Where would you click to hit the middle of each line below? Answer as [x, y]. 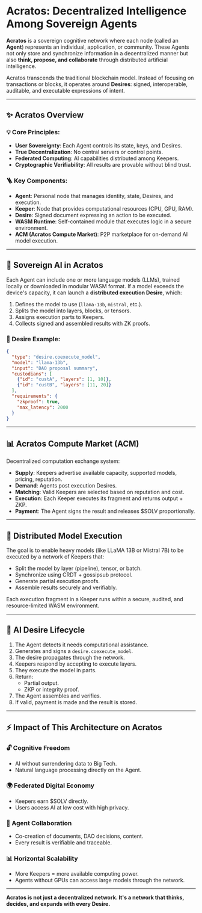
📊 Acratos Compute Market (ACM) [73, 444]
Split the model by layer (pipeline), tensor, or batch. [78, 568]
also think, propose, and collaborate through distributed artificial [87, 60]
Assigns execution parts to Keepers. [60, 317]
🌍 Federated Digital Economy [50, 785]
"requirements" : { [35, 396]
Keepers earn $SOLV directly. [51, 801]
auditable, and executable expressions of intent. [66, 90]
